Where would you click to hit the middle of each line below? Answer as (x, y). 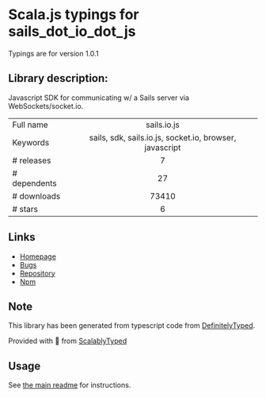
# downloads (36, 196)
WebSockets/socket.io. (46, 106)
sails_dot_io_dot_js (72, 31)
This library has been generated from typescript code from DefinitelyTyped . (132, 326)
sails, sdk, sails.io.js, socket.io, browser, (163, 137)
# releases (32, 160)
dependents (34, 183)
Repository (37, 273)
